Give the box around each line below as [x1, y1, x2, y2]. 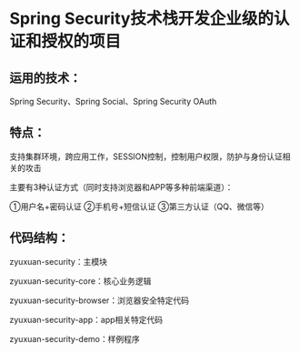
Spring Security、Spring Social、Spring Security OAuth [9, 96, 217, 106]
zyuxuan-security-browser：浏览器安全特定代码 [9, 295, 189, 306]
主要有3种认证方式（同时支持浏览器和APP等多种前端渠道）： [9, 181, 234, 192]
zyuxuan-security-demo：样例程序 [9, 333, 140, 344]
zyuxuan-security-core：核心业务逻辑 [9, 275, 152, 287]
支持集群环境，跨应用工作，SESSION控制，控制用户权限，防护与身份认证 [9, 151, 284, 162]
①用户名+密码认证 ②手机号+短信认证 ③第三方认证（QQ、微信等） [9, 201, 270, 212]
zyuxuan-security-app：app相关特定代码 [9, 314, 164, 325]
